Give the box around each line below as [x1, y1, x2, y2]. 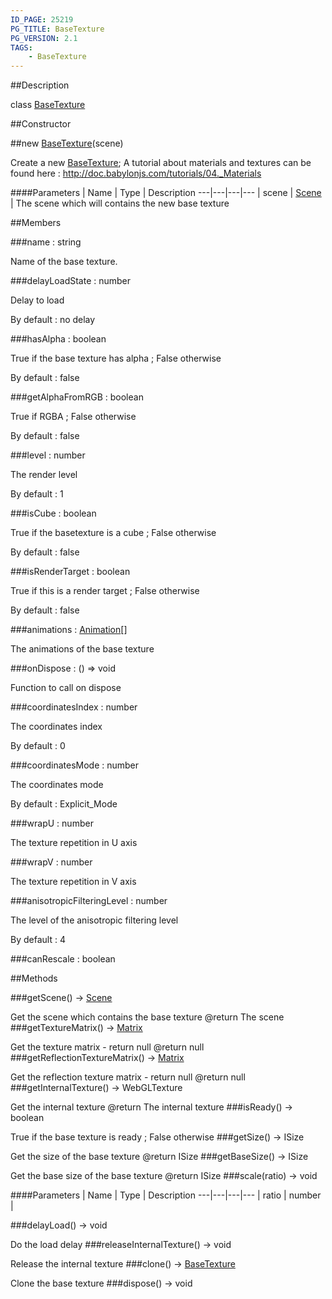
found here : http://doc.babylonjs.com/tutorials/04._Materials [10, 167, 262, 180]
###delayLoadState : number [10, 275, 132, 287]
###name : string [10, 236, 82, 248]
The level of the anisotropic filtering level [10, 914, 179, 926]
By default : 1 [10, 488, 64, 500]
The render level [10, 469, 78, 481]
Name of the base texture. [10, 256, 118, 268]
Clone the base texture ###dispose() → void [10, 1277, 193, 1290]
